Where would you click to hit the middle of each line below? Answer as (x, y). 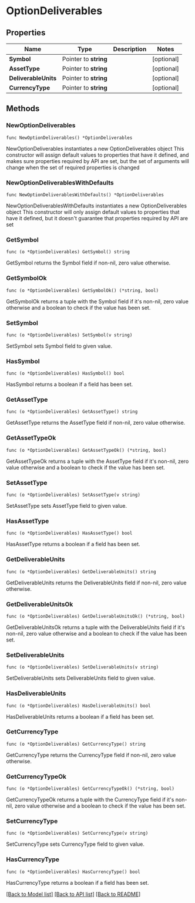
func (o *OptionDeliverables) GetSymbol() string (68, 252)
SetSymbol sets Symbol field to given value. (59, 346)
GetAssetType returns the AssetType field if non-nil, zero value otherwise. (96, 423)
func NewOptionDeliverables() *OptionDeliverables (69, 138)
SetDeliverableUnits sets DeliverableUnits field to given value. (81, 678)
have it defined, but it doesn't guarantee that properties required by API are (97, 218)
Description (130, 49)
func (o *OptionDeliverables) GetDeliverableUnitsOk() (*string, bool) (95, 616)
